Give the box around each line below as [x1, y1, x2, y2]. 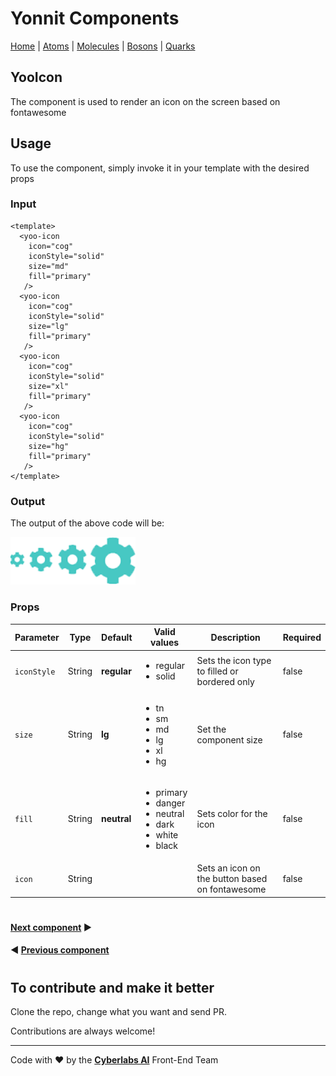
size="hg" [28, 441, 70, 451]
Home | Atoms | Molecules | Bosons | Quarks [10, 40, 196, 52]
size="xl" [28, 381, 70, 391]
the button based [196, 873, 268, 885]
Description [210, 631, 261, 643]
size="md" [28, 261, 70, 271]
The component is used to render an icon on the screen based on [10, 95, 281, 107]
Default [101, 631, 133, 643]
